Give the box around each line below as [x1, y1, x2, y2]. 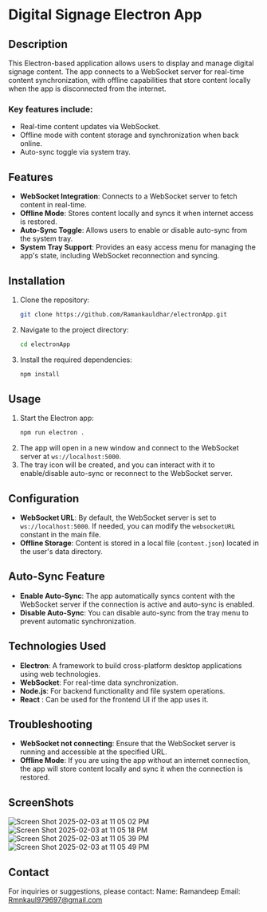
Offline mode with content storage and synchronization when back [19, 130, 239, 140]
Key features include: [8, 104, 93, 115]
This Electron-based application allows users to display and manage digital [8, 58, 254, 68]
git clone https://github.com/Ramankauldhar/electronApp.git [19, 310, 228, 318]
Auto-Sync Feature [8, 570, 105, 584]
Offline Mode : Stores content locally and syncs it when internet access [19, 209, 253, 218]
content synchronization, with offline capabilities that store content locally [8, 76, 251, 85]
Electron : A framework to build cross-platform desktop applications [19, 660, 242, 670]
